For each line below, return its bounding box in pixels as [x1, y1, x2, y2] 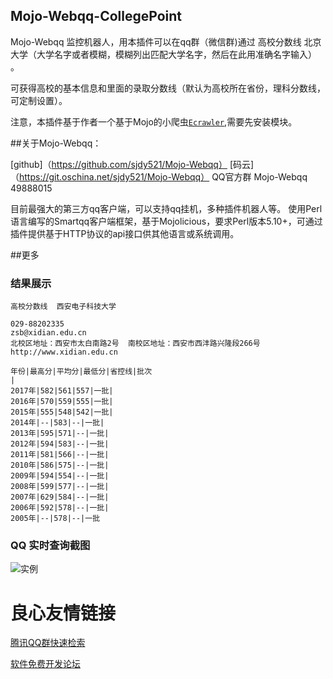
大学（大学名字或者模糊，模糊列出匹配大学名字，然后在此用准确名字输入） [10, 48, 317, 60]
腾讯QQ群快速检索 [10, 637, 86, 649]
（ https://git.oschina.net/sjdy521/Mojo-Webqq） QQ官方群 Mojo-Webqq [10, 170, 308, 183]
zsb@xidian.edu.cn [10, 328, 87, 338]
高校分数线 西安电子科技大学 [10, 302, 117, 312]
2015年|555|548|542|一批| [10, 407, 114, 418]
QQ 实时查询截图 [10, 539, 91, 553]
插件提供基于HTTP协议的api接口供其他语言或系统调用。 [10, 227, 240, 239]
